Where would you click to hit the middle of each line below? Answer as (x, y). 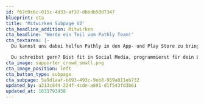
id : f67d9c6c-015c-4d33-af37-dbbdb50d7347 (60, 12)
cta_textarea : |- (28, 40)
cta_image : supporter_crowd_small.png (55, 63)
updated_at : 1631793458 (36, 91)
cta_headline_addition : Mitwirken (50, 29)
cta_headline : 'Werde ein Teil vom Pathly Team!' (70, 35)
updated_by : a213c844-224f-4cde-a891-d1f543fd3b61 (71, 86)
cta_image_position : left (38, 69)
